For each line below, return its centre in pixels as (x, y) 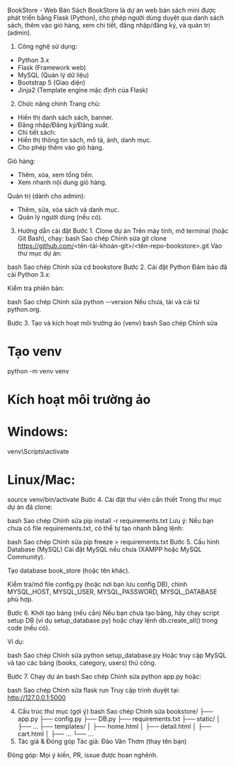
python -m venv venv (38, 371)
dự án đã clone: (30, 507)
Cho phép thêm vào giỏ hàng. (61, 147)
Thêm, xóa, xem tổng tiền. (55, 175)
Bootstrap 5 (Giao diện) (52, 83)
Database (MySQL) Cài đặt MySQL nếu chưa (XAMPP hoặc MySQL (105, 549)
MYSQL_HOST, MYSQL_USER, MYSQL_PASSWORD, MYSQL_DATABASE (112, 592)
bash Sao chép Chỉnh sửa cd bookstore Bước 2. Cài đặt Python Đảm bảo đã (117, 267)
